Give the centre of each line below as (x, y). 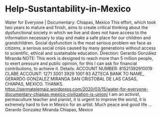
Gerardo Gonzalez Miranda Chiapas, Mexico (49, 109)
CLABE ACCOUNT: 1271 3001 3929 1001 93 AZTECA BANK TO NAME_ (75, 73)
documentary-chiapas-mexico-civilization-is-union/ (57, 94)
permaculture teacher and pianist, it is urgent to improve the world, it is (76, 99)
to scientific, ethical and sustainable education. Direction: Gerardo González (81, 53)
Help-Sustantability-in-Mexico (68, 9)
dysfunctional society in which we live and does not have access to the (76, 32)
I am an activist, (125, 94)
